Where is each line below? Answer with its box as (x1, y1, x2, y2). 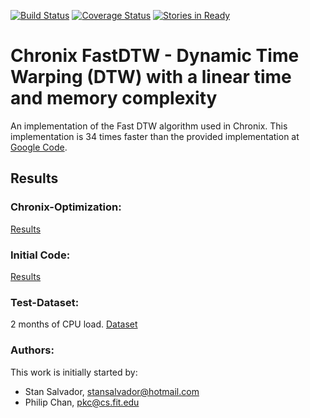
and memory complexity (10, 87, 218, 110)
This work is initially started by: (10, 366, 138, 378)
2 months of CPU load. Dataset (10, 318, 138, 330)
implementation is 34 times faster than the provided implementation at (10, 130, 300, 142)
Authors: (10, 343, 55, 357)
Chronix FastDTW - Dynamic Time (10, 45, 300, 67)
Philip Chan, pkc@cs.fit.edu (24, 396, 140, 408)
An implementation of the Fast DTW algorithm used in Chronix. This (10, 120, 288, 132)
